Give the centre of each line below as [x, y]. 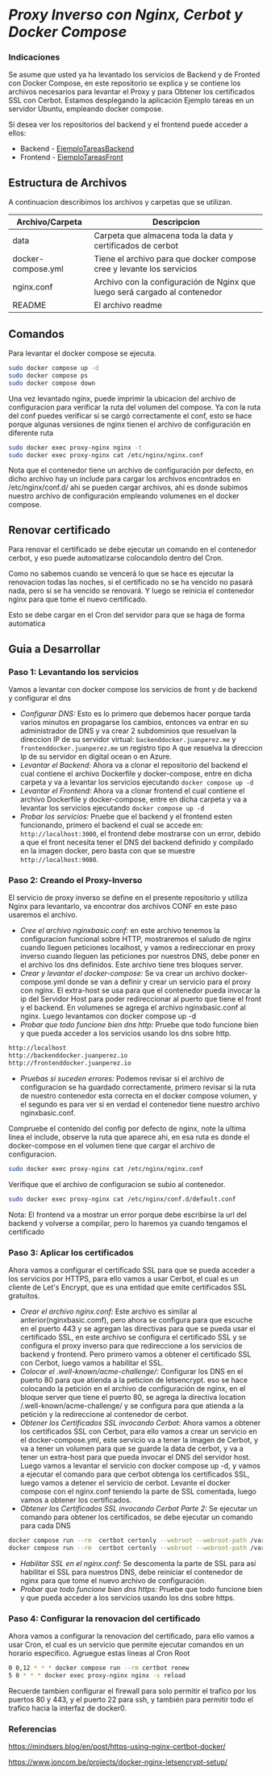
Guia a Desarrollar [54, 649]
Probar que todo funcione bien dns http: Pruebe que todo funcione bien [139, 1025]
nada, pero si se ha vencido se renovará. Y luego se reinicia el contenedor [131, 591]
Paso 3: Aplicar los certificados [71, 1252]
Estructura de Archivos [68, 183]
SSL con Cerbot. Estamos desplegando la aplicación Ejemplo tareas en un [131, 100]
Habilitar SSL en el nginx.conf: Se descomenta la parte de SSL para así [138, 1563]
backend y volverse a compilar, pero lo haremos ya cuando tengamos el [128, 1223]
